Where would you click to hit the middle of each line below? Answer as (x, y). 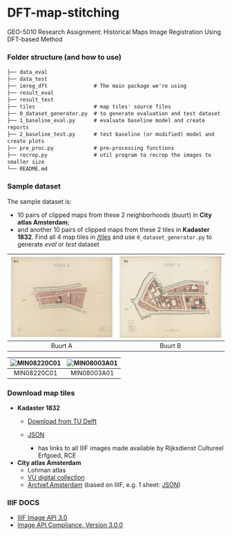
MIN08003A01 (93, 373)
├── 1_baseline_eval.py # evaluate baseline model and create (106, 121)
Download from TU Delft (62, 421)
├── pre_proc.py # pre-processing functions (91, 149)
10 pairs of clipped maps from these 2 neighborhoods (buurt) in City (114, 215)
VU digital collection (56, 477)
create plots (26, 142)
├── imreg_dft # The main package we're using (97, 86)
